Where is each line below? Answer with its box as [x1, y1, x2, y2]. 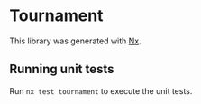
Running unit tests [9, 61, 114, 77]
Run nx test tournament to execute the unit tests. [9, 85, 193, 96]
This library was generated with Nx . [9, 35, 142, 46]
